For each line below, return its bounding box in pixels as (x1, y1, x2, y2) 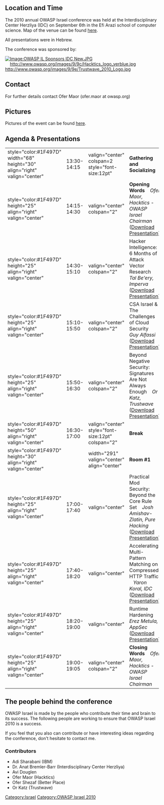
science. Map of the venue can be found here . (5, 27, 99, 33)
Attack (129, 256, 144, 263)
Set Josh (129, 504, 154, 511)
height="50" (7, 427, 37, 434)
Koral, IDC (129, 585, 153, 592)
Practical (129, 473, 150, 480)
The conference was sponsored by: (5, 46, 77, 52)
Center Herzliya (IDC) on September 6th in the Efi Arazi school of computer (5, 22, 157, 28)
